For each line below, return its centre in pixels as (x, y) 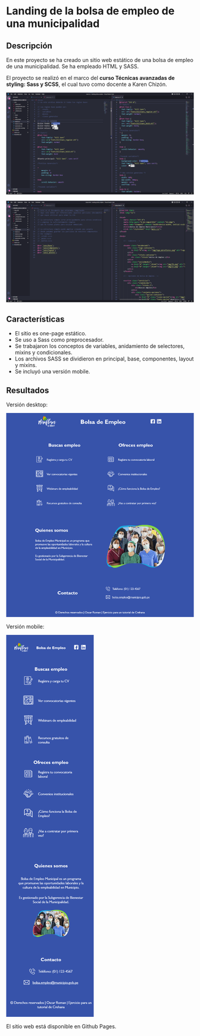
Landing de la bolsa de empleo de (90, 11)
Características (35, 319)
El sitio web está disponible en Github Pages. (61, 1026)
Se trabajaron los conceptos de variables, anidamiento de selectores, (100, 346)
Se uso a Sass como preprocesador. (59, 340)
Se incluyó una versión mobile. (52, 372)
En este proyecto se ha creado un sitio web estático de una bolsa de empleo (100, 60)
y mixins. (26, 365)
